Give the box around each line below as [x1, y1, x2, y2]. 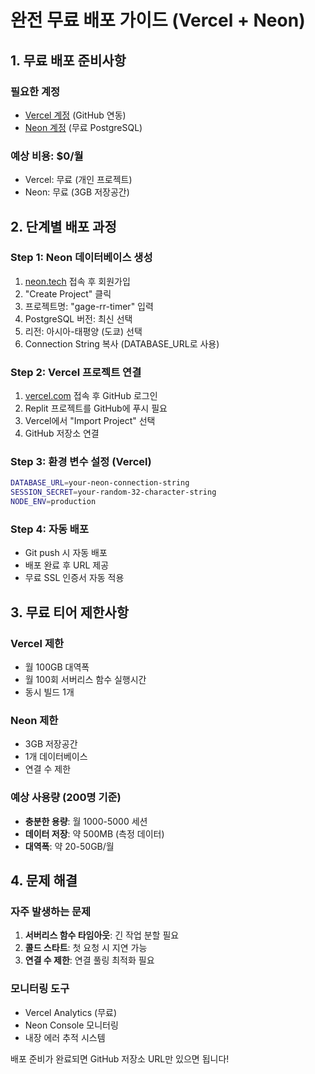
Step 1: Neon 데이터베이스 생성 [10, 251, 153, 265]
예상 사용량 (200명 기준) [10, 791, 122, 805]
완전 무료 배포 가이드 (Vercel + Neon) [10, 9, 306, 32]
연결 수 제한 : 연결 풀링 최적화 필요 [24, 954, 155, 966]
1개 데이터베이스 [24, 751, 88, 763]
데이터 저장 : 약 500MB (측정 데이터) [24, 827, 165, 840]
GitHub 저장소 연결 [24, 427, 100, 440]
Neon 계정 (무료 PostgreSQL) [24, 121, 143, 133]
